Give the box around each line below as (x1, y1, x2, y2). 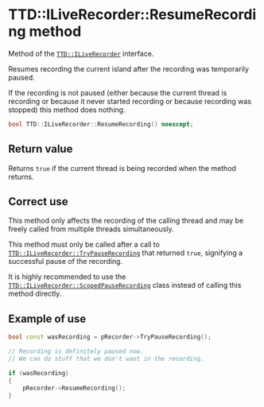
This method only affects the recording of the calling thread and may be (8, 216, 244, 226)
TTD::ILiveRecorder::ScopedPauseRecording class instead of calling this (8, 281, 242, 290)
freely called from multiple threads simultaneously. (8, 224, 174, 234)
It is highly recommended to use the (8, 272, 126, 281)
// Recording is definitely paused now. (8, 347, 145, 355)
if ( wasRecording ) (8, 369, 69, 377)
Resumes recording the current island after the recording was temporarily (8, 64, 249, 73)
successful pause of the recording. (8, 257, 123, 266)
